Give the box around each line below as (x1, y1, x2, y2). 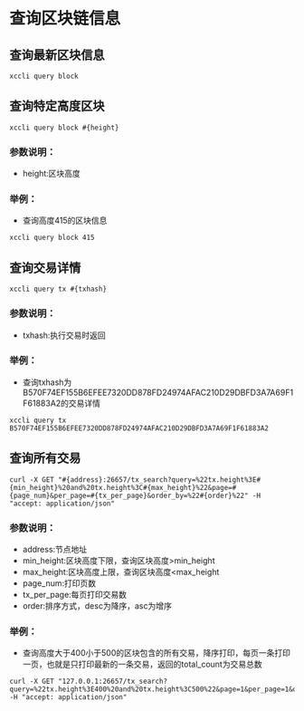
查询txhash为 (22, 377, 72, 388)
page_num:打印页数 (22, 577, 97, 589)
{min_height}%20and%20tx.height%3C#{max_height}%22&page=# (9, 483, 237, 492)
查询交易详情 (9, 260, 81, 275)
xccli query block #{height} (9, 123, 119, 132)
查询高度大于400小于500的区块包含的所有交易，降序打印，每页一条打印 (22, 648, 291, 658)
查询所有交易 (9, 450, 81, 466)
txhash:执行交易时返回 (22, 330, 106, 341)
